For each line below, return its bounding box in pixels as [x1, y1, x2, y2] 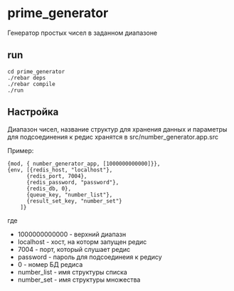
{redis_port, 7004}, [26, 172, 87, 179]
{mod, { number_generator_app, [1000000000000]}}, [7, 160, 161, 167]
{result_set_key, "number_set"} [26, 197, 122, 204]
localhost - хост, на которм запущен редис [17, 237, 147, 246]
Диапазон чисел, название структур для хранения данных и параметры [7, 125, 228, 133]
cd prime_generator [7, 68, 65, 75]
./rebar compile [7, 80, 55, 88]
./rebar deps [7, 74, 46, 81]
